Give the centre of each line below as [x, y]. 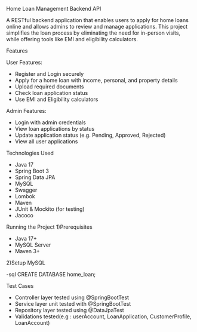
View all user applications [46, 142]
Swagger [26, 190]
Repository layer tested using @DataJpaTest [69, 310]
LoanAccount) [32, 323]
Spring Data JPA [35, 177]
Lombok [25, 196]
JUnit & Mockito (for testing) [50, 209]
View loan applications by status [55, 129]
